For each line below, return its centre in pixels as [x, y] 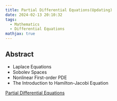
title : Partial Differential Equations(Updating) [59, 10]
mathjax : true [20, 34]
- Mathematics [25, 24]
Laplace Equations [32, 66]
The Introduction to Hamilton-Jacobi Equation [60, 83]
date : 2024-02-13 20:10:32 [34, 15]
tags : [11, 19]
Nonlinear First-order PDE [40, 78]
